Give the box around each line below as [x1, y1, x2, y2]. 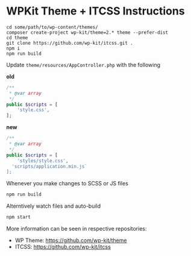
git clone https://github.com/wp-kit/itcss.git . [6, 40, 134, 46]
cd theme [6, 34, 28, 40]
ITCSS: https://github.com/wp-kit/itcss [14, 243, 111, 251]
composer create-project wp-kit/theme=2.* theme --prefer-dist [6, 29, 169, 36]
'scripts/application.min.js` [11, 163, 87, 170]
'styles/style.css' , [17, 158, 69, 164]
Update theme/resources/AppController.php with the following [6, 61, 161, 68]
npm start [6, 214, 31, 220]
